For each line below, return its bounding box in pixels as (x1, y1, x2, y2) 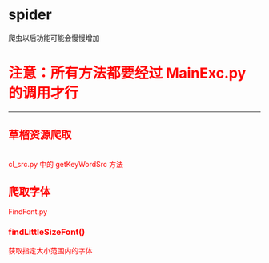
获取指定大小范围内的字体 (8, 245, 93, 255)
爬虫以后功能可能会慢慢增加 (8, 33, 100, 42)
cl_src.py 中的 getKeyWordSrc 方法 (8, 159, 124, 169)
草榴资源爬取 (8, 128, 72, 141)
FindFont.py (8, 206, 48, 217)
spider (8, 6, 52, 24)
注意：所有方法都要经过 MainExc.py (8, 64, 247, 82)
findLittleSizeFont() (8, 226, 86, 237)
